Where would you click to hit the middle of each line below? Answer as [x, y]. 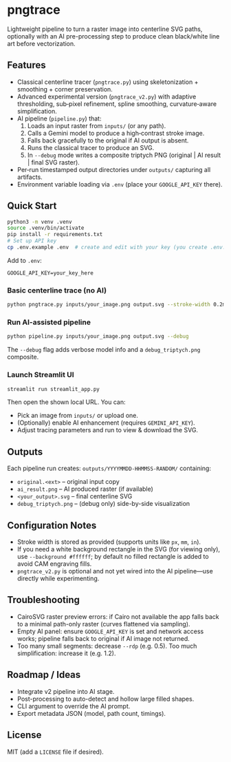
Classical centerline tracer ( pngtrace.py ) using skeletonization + [108, 82]
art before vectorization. [41, 43]
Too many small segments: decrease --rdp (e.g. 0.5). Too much [107, 646]
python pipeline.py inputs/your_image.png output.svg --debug [98, 337]
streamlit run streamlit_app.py [53, 389]
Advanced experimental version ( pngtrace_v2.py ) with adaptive [107, 96]
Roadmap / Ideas [44, 675]
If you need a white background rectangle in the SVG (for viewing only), [119, 549]
